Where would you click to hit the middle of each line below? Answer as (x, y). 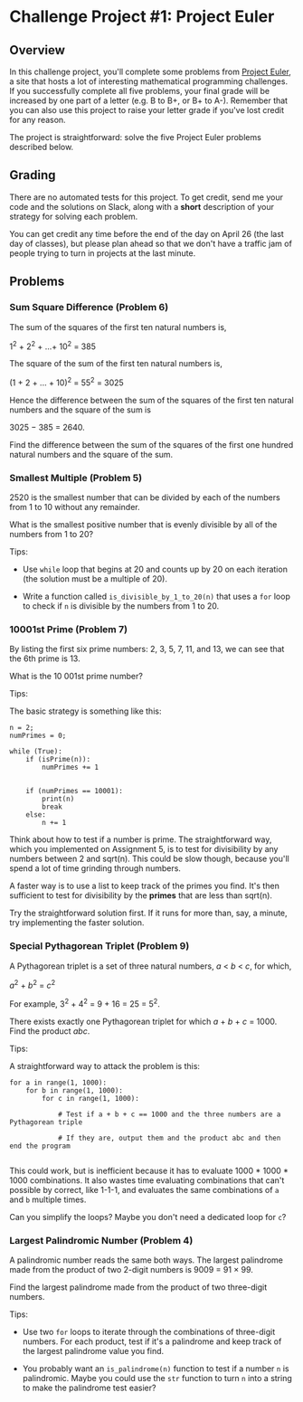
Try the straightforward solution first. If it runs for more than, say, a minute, (148, 913)
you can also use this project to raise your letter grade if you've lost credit (147, 110)
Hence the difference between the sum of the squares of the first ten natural (151, 400)
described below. (42, 147)
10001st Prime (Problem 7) (69, 630)
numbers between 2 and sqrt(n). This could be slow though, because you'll (149, 859)
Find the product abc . (50, 1031)
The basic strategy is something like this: (85, 711)
